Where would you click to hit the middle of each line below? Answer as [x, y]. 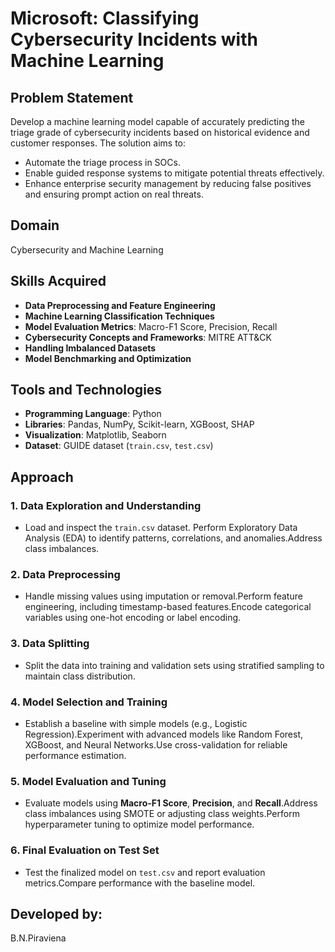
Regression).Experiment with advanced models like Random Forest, [163, 734]
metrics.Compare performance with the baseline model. [140, 883]
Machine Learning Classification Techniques [119, 316]
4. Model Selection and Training [89, 702]
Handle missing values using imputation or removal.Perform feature [163, 596]
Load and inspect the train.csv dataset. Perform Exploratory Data [161, 528]
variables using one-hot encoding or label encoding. [133, 618]
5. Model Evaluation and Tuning [88, 781]
